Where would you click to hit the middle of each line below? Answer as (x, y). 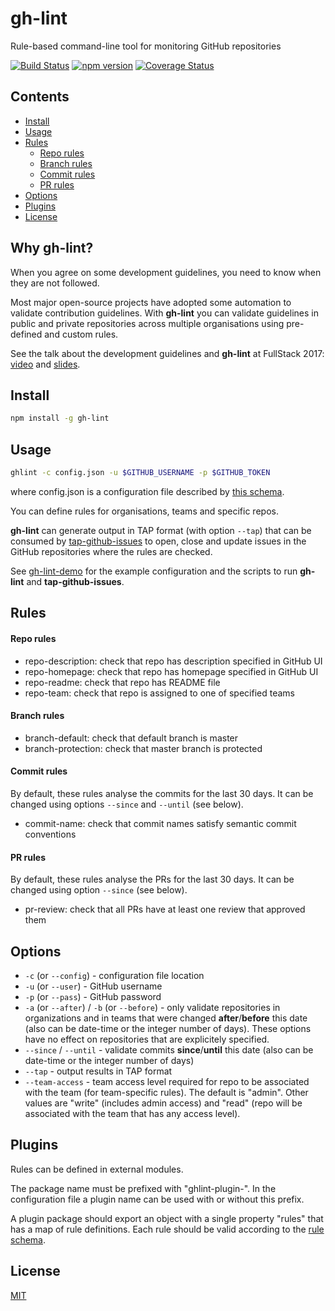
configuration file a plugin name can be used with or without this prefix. (157, 1199)
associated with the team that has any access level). (132, 1113)
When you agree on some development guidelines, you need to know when (166, 272)
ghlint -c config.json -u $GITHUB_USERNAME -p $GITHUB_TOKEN (140, 473)
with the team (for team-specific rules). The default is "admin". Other (166, 1092)
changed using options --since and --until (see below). (127, 804)
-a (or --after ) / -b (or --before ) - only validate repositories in (152, 1007)
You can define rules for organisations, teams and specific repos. (144, 511)
